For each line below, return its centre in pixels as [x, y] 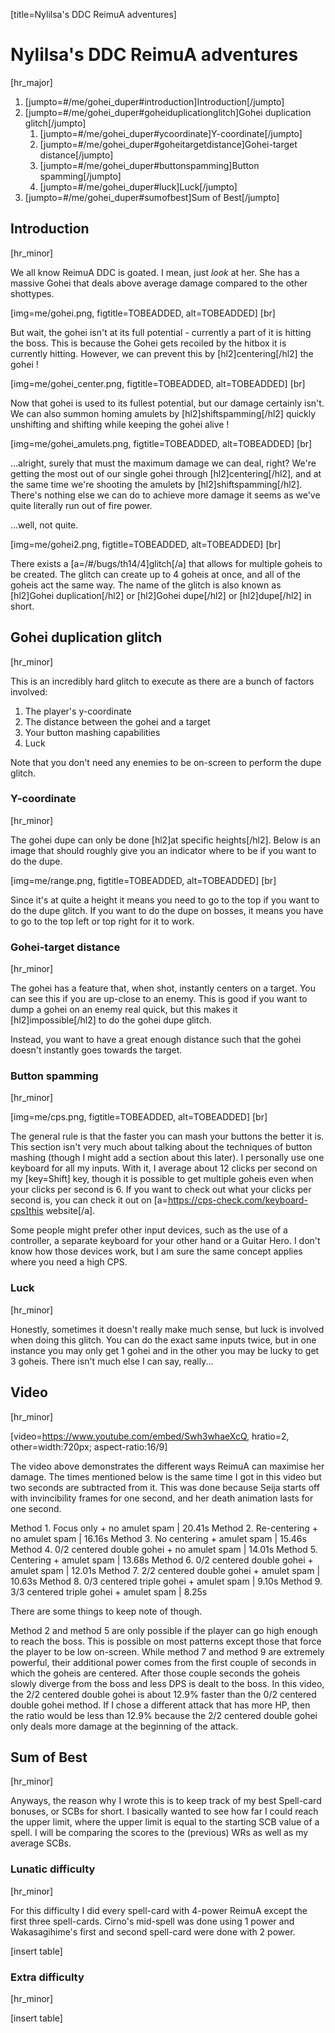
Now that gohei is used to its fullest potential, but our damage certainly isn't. [167, 403]
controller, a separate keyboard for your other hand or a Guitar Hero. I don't [165, 1241]
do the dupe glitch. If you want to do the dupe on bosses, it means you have [167, 910]
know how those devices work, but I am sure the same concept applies [156, 1251]
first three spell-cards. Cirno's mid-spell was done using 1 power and [152, 1921]
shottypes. [32, 293]
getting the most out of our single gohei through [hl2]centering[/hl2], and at [166, 473]
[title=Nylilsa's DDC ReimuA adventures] [93, 14]
